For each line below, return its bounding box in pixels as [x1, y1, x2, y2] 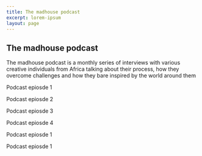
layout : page [6, 20, 40, 26]
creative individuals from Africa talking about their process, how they [6, 65, 179, 73]
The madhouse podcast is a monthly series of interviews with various [6, 59, 181, 66]
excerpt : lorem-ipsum [6, 15, 61, 21]
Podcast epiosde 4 [6, 119, 54, 127]
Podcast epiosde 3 [6, 107, 54, 115]
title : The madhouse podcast [6, 9, 80, 15]
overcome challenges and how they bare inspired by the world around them [6, 72, 197, 79]
